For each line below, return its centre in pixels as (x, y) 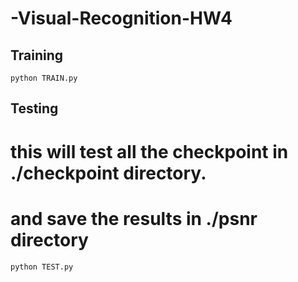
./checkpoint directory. (108, 173)
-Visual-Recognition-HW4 (121, 18)
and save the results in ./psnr (134, 218)
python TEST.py (42, 267)
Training (37, 55)
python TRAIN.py (44, 78)
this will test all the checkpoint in (149, 151)
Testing (34, 108)
